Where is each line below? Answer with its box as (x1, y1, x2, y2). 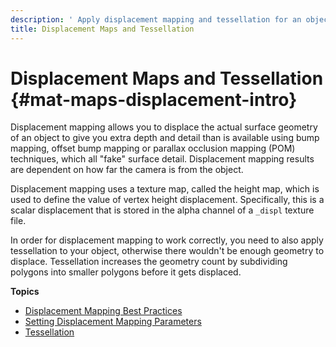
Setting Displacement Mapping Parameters (24, 316, 202, 328)
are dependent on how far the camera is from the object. (10, 164, 244, 176)
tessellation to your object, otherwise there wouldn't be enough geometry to (10, 245, 325, 257)
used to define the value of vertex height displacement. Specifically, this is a (10, 194, 325, 206)
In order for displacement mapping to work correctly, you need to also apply (10, 234, 324, 246)
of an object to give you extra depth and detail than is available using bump (10, 132, 320, 144)
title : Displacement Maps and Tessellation (10, 24, 195, 34)
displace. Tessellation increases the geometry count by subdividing (10, 256, 288, 268)
